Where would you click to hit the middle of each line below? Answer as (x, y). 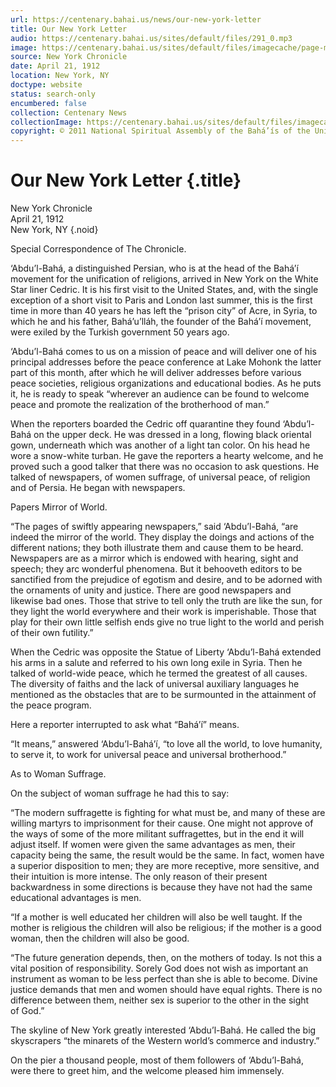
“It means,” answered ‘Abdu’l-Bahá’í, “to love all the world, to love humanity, (166, 744)
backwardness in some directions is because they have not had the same (161, 887)
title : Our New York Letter (69, 29)
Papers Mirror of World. (59, 507)
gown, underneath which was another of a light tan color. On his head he (160, 445)
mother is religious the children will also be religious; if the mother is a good (166, 928)
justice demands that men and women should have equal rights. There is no (166, 990)
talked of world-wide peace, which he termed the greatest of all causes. (159, 673)
